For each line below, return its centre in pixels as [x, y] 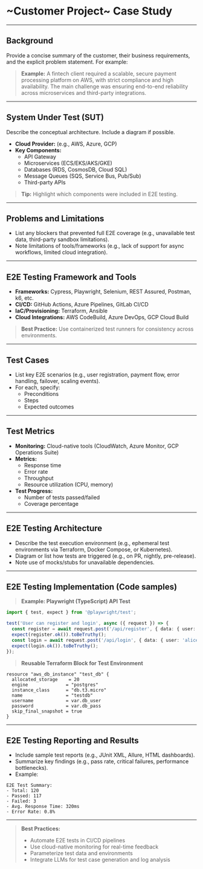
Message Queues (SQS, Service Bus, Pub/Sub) [82, 176]
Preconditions [41, 394]
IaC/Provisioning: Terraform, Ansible [61, 311]
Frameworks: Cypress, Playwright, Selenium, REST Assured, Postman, [103, 292]
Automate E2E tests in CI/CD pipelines [78, 841]
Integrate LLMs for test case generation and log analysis [100, 860]
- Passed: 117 [24, 796]
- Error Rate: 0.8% [31, 812]
